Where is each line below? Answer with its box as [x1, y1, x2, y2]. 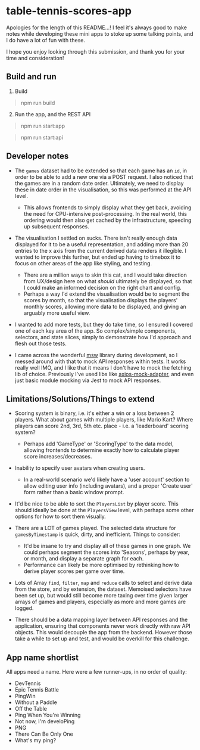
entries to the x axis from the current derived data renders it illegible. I [14, 247, 186, 254]
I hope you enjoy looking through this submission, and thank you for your [6, 48, 186, 55]
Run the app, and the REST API [14, 110, 91, 117]
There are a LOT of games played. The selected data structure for [14, 525, 177, 532]
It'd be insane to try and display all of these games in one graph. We [23, 543, 191, 550]
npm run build [20, 99, 55, 106]
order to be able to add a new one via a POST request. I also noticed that [14, 173, 193, 180]
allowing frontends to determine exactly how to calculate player [23, 447, 180, 454]
